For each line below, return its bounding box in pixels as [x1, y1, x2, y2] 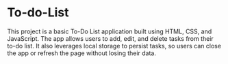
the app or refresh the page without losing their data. [7, 49, 156, 57]
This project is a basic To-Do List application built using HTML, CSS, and [7, 27, 212, 35]
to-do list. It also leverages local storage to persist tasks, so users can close [7, 42, 221, 50]
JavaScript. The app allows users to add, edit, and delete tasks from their [7, 34, 214, 42]
